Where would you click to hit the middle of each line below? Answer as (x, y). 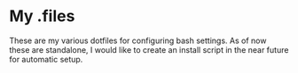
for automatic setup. (46, 59)
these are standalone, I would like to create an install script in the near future (149, 49)
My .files (42, 16)
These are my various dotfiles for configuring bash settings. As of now (138, 40)
